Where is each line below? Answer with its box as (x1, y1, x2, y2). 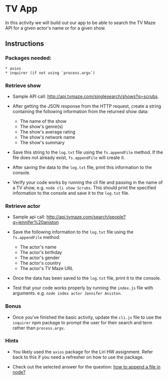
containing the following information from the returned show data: (12, 108, 149, 114)
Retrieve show (5, 82, 41, 89)
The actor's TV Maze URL (20, 266, 74, 272)
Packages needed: (5, 55, 52, 62)
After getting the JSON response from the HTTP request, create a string (12, 103, 161, 109)
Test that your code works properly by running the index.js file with (12, 285, 153, 291)
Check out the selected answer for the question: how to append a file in (12, 363, 160, 369)
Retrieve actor (5, 202, 41, 209)
